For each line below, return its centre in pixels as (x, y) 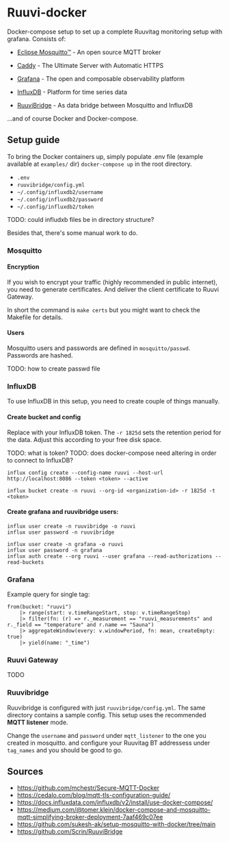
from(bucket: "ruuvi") (39, 607)
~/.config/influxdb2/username (60, 192)
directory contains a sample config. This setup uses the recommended (107, 715)
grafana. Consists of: (37, 38)
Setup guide (33, 140)
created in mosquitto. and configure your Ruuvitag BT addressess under (109, 743)
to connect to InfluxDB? (40, 460)
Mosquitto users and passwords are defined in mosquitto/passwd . (99, 348)
